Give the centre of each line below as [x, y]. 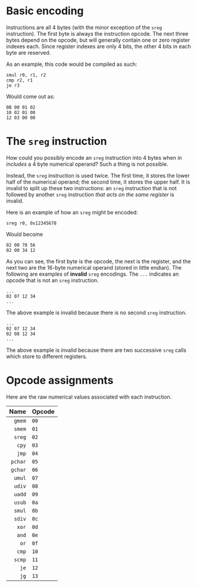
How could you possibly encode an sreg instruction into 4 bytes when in [94, 157]
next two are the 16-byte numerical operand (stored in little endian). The [94, 267]
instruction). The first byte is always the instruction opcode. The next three [97, 33]
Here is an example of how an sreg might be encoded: [72, 212]
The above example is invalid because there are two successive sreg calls [96, 350]
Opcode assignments [60, 381]
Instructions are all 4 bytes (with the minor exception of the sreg [84, 27]
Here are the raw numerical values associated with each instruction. [89, 397]
